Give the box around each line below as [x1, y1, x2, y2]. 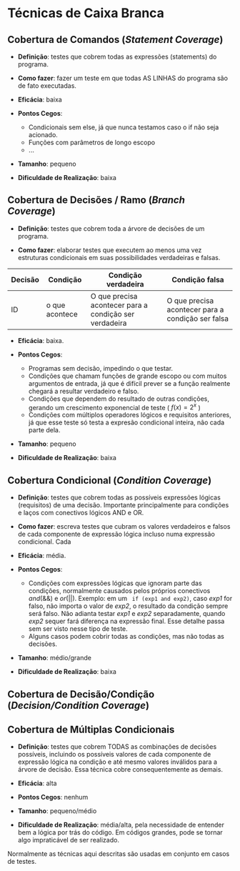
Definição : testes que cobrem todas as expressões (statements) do [17, 52, 217, 61]
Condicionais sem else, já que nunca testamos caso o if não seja [28, 123, 219, 131]
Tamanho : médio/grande [17, 654, 91, 662]
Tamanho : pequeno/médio [17, 807, 97, 815]
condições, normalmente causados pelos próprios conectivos [28, 587, 211, 595]
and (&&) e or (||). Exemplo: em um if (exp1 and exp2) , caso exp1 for [28, 594, 233, 603]
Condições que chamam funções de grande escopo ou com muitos [28, 372, 227, 380]
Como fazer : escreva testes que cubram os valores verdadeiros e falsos [17, 522, 231, 531]
